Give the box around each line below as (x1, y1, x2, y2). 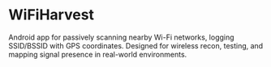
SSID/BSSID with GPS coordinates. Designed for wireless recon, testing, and (8, 40, 264, 50)
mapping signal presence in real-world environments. (8, 49, 187, 59)
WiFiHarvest (8, 6, 95, 24)
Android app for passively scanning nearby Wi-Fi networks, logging (8, 32, 234, 42)
